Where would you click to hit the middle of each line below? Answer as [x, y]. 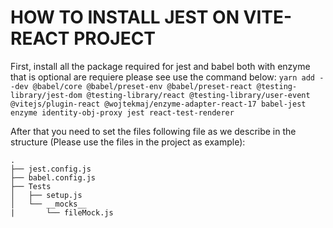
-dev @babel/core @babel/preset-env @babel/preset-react [131, 86]
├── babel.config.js [53, 177]
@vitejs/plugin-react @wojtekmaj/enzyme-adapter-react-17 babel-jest [158, 104]
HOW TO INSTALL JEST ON [125, 17]
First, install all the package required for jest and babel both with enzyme [160, 66]
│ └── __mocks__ [48, 204]
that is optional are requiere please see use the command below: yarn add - [167, 77]
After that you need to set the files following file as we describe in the [153, 131]
